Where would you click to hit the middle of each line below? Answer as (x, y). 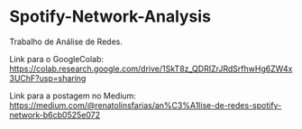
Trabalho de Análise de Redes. (66, 41)
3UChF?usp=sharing (48, 78)
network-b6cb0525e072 (55, 115)
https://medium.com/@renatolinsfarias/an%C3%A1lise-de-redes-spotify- (146, 105)
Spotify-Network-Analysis (110, 17)
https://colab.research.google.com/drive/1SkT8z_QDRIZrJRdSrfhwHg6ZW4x (151, 69)
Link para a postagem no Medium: (73, 96)
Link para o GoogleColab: (57, 59)
